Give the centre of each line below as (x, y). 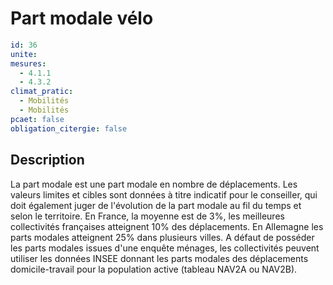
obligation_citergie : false (69, 128)
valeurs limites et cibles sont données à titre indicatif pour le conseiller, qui (164, 194)
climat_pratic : (42, 92)
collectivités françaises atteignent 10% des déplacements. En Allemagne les (167, 226)
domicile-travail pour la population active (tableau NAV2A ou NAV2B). (154, 269)
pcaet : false (37, 119)
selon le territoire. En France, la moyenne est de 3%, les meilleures (147, 216)
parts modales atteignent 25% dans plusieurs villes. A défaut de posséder (162, 237)
